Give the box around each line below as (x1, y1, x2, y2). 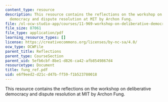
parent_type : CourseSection (5, 53, 64, 59)
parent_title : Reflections (5, 49, 61, 54)
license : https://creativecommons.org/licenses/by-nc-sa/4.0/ (5, 40, 137, 45)
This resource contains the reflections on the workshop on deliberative (5, 86, 151, 92)
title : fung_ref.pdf (5, 68, 48, 73)
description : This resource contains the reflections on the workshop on (5, 12, 162, 17)
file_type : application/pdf (5, 30, 64, 35)
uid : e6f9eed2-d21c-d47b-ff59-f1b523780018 (5, 72, 97, 77)
